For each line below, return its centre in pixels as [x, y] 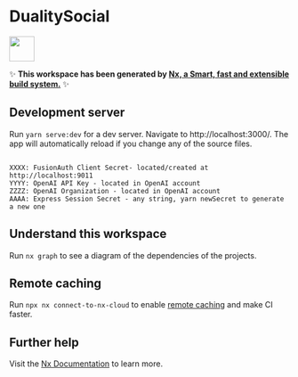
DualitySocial [60, 16]
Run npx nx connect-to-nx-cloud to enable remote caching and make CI [141, 305]
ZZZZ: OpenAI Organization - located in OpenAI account [115, 191]
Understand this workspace [88, 234]
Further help [44, 342]
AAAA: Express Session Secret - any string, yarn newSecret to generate [147, 199]
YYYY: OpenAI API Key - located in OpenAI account [105, 183]
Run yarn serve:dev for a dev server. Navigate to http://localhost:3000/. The [149, 134]
